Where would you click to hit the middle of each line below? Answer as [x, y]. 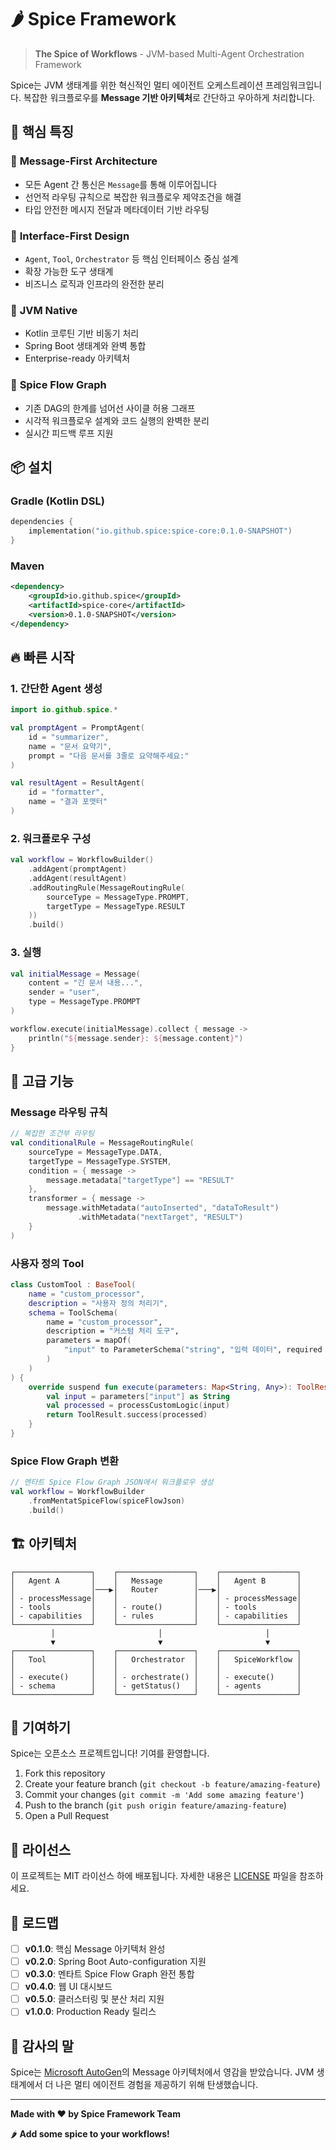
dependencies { [42, 522]
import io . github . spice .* [64, 710]
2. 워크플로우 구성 [51, 838]
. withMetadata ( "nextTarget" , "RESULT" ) [160, 1217]
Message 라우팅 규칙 [59, 1112]
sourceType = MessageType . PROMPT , [118, 897]
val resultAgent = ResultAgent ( [77, 783]
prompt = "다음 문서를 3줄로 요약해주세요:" [109, 756]
